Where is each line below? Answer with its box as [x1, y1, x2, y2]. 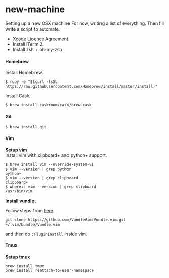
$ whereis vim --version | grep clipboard [5, 184, 96, 189]
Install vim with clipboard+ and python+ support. [5, 152, 107, 158]
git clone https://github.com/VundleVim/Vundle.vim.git [5, 217, 126, 223]
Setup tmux [5, 254, 30, 260]
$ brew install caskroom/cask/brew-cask [5, 103, 92, 108]
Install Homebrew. [5, 70, 43, 76]
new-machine [5, 4, 65, 15]
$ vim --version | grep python [5, 166, 72, 172]
